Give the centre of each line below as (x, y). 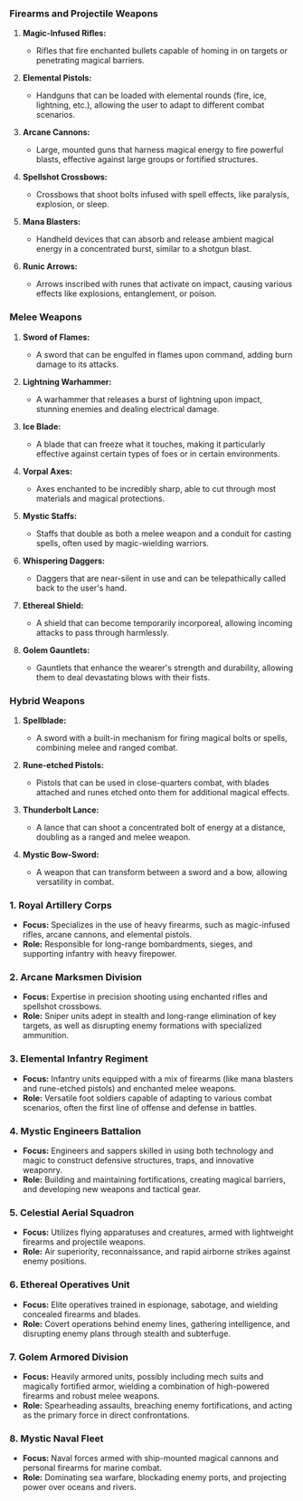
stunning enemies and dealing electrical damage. (128, 409)
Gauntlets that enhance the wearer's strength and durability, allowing (165, 668)
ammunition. (46, 1035)
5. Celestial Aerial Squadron (72, 1212)
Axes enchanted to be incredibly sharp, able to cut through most (156, 488)
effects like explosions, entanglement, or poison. (126, 293)
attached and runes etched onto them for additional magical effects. (163, 792)
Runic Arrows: (50, 266)
